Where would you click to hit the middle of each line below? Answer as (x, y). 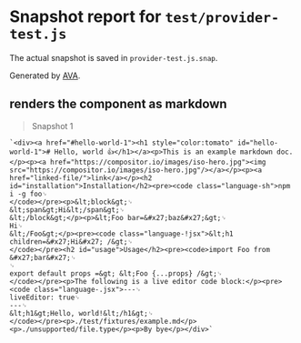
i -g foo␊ (29, 194)
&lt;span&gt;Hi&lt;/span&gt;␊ (67, 210)
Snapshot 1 (52, 126)
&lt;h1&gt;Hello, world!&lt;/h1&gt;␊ (81, 313)
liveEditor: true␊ (45, 298)
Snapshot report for (85, 17)
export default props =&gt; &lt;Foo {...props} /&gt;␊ (116, 273)
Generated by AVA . (45, 76)
